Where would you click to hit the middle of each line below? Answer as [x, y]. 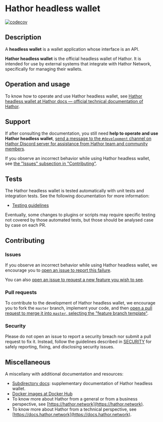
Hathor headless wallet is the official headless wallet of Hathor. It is [73, 59]
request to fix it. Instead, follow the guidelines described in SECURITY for [78, 342]
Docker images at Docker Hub [42, 394]
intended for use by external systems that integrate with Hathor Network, [78, 63]
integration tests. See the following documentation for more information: [77, 196]
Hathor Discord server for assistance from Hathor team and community [76, 144]
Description [23, 37]
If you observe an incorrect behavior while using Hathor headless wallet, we [81, 265]
